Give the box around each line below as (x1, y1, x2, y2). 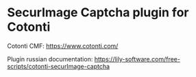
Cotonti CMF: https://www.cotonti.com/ (7, 42, 119, 50)
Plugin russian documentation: (7, 55, 93, 63)
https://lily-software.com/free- (94, 55, 180, 63)
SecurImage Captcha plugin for (7, 5, 189, 20)
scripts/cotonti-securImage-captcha (7, 62, 110, 70)
